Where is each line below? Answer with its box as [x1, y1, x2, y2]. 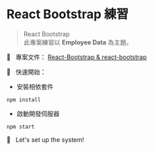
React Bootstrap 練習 [6, 6, 129, 22]
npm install [6, 96, 41, 103]
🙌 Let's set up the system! [6, 135, 85, 143]
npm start [6, 123, 35, 130]
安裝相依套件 [16, 82, 53, 90]
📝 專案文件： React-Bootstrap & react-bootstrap [6, 53, 147, 61]
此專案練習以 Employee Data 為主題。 [23, 38, 132, 46]
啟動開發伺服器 [16, 109, 60, 118]
